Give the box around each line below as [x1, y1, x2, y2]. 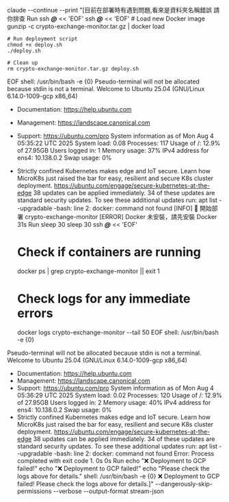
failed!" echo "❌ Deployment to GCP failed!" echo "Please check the [16, 464, 210, 473]
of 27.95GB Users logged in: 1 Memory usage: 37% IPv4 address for [16, 147, 210, 154]
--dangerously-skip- [154, 479, 213, 488]
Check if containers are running [16, 244, 202, 260]
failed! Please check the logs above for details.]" [16, 479, 154, 488]
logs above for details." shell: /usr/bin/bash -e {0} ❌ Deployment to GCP [16, 472, 220, 480]
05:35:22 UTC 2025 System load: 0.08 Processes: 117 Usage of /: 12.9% [16, 139, 221, 147]
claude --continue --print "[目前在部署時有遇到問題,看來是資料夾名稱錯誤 [7, 6, 213, 14]
